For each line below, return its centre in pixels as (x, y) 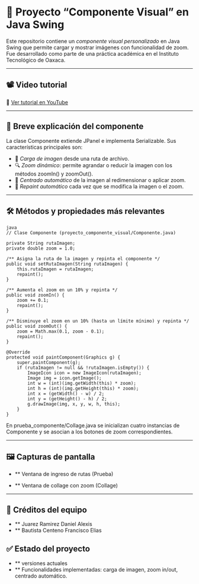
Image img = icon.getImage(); (65, 378)
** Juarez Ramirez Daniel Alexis (54, 524)
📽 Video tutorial (37, 85)
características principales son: (44, 147)
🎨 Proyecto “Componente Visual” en (98, 12)
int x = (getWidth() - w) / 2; (66, 394)
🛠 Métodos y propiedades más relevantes (85, 211)
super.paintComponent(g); (49, 363)
